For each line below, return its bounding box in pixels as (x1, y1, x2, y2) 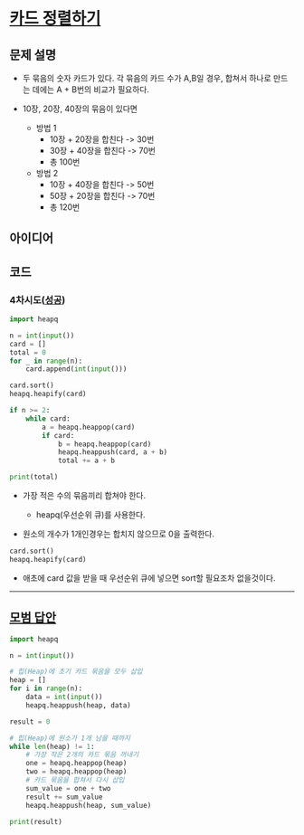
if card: (42, 431, 75, 440)
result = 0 (9, 716, 51, 726)
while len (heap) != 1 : (9, 742, 95, 751)
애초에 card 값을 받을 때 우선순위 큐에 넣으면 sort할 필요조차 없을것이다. (22, 572, 276, 584)
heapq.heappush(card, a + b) (57, 448, 168, 457)
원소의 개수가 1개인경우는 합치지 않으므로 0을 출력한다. (22, 528, 215, 539)
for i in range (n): (9, 684, 83, 693)
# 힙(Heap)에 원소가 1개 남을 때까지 (9, 734, 131, 743)
